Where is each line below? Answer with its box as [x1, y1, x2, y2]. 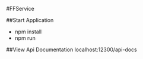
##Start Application [6, 17, 54, 23]
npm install [14, 28, 42, 35]
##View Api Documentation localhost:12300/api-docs [6, 46, 138, 53]
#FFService [6, 5, 34, 12]
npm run [14, 35, 36, 41]
